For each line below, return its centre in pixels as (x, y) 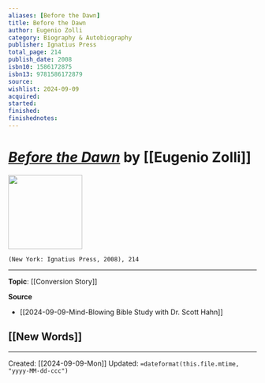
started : (22, 103)
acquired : (24, 96)
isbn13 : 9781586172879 (45, 74)
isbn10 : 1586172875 (40, 67)
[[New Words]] (45, 337)
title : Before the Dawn (47, 23)
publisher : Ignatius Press (52, 45)
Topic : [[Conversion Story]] (53, 281)
